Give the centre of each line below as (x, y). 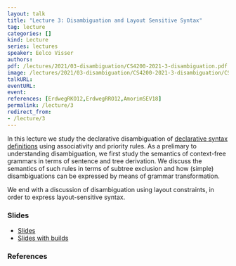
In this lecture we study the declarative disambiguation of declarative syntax (118, 139)
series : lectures (33, 46)
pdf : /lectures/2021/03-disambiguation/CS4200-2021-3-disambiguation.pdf (118, 66)
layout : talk (26, 14)
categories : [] (29, 33)
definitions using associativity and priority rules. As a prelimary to (102, 146)
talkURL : (20, 79)
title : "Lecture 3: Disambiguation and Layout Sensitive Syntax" (105, 20)
